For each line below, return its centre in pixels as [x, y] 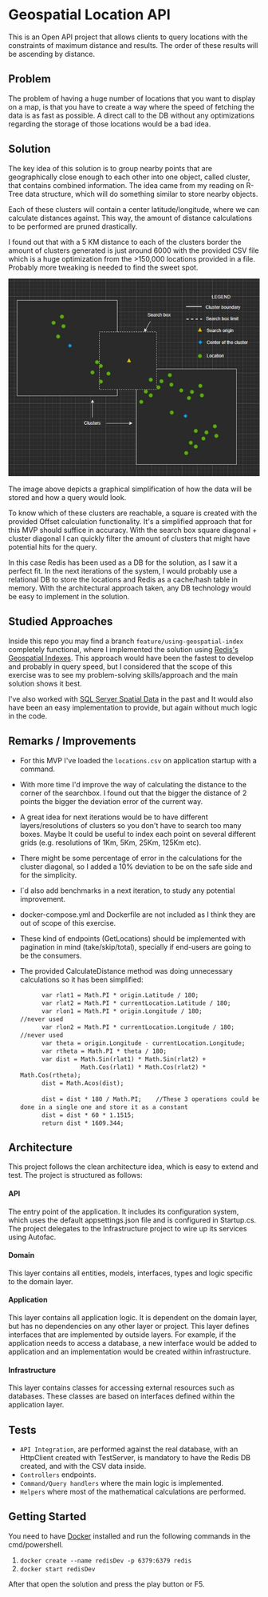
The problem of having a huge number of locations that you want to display [132, 98]
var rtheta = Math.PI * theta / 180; [104, 1051]
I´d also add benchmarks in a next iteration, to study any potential [127, 891]
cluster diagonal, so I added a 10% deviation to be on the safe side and [136, 867]
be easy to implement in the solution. [69, 596]
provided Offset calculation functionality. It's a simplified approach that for [130, 521]
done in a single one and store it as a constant [104, 1107]
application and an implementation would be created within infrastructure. [130, 1351]
